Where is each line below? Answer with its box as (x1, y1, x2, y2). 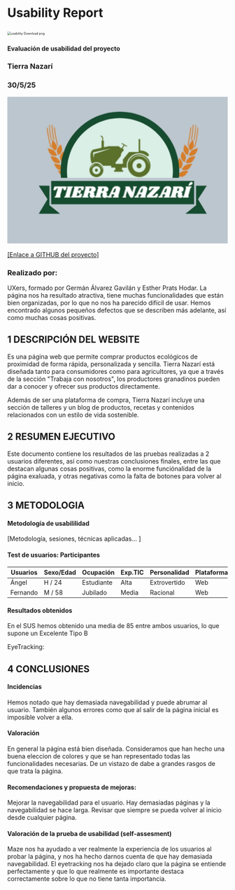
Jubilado (82, 588, 107, 597)
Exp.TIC (120, 569, 145, 577)
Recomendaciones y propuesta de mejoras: (7, 783, 136, 791)
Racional (150, 588, 175, 597)
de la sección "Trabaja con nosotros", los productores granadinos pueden (7, 375, 220, 383)
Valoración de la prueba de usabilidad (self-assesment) (7, 829, 172, 837)
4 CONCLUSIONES (7, 663, 90, 675)
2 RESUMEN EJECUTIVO (7, 431, 115, 443)
